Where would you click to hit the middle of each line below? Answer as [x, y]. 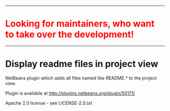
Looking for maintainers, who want [80, 24]
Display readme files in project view [82, 64]
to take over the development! [70, 35]
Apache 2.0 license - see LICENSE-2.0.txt [49, 103]
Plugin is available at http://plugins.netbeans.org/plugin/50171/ [70, 93]
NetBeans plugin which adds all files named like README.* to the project [81, 78]
